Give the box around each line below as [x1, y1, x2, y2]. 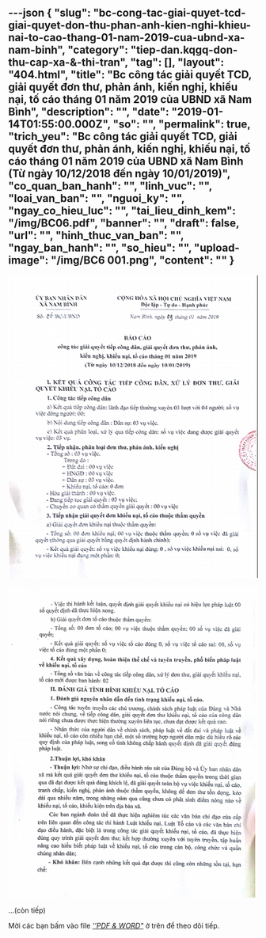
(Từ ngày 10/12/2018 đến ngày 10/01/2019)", [8, 167, 231, 180]
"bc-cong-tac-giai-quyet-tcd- [93, 6, 246, 20]
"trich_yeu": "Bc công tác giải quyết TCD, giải [8, 130, 237, 143]
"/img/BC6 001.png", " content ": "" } [50, 253, 235, 268]
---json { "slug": [8, 6, 91, 20]
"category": [66, 44, 129, 57]
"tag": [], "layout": [130, 55, 224, 70]
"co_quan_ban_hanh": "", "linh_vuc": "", [8, 180, 212, 193]
